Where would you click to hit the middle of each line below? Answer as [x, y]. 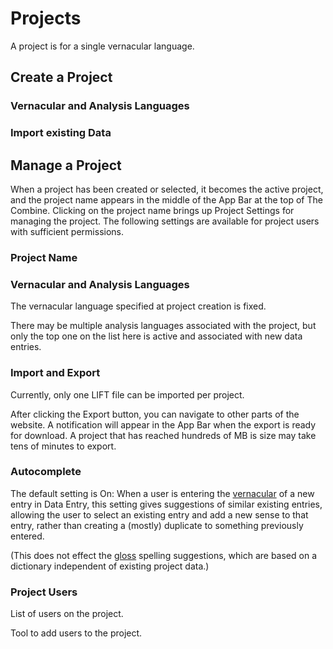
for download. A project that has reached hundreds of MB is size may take [163, 435]
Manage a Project [66, 165]
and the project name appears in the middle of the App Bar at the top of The [166, 199]
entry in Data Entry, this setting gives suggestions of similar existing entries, [166, 504]
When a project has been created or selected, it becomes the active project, [167, 189]
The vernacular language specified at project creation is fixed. [138, 306]
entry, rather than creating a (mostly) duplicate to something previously [157, 525]
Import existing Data [61, 133]
